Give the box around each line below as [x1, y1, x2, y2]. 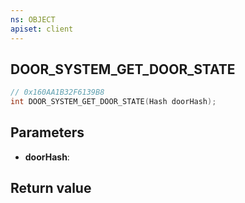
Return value [10, 180, 92, 197]
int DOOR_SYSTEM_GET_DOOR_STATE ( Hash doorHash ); [10, 97, 217, 107]
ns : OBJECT [10, 14, 56, 25]
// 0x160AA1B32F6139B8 [10, 87, 105, 98]
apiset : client [10, 24, 74, 34]
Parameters [10, 124, 85, 141]
